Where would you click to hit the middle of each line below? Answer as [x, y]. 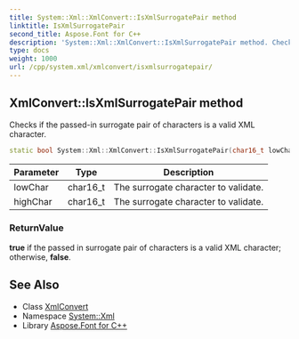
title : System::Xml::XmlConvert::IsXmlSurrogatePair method [123, 17]
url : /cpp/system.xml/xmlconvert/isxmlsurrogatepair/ [111, 68]
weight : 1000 [33, 59]
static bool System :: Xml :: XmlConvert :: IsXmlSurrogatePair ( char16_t [137, 150]
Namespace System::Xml [69, 316]
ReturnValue [36, 228]
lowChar [31, 187]
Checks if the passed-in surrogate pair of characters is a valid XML [132, 125]
